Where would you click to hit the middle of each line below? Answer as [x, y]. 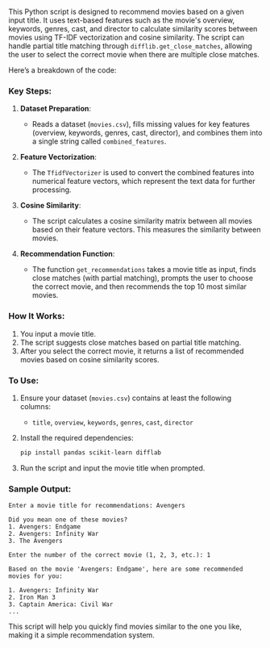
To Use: [23, 380]
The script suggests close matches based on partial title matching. [131, 342]
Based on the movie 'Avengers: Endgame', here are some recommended [126, 569]
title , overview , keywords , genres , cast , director [112, 422]
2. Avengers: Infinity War [54, 534]
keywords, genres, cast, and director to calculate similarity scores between [133, 29]
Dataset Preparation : [55, 109]
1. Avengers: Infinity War [54, 591]
